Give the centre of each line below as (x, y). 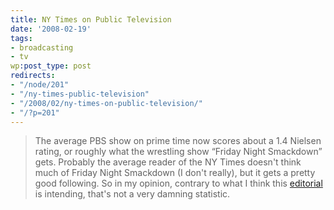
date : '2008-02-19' (51, 29)
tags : (21, 38)
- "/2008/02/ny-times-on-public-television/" (106, 103)
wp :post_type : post (51, 66)
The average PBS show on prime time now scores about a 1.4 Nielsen (178, 141)
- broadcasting (42, 47)
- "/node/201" (40, 85)
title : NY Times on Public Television (91, 19)
